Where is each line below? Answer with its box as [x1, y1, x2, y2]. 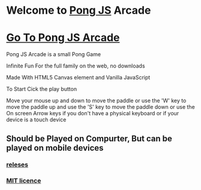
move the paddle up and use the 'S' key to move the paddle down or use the [6, 103, 195, 111]
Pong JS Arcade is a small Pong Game [6, 51, 101, 58]
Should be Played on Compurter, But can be [6, 133, 173, 143]
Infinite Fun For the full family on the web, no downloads [6, 62, 145, 69]
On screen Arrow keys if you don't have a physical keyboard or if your [6, 110, 179, 117]
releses [6, 161, 29, 169]
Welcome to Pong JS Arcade [6, 4, 151, 17]
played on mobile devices [6, 143, 104, 153]
